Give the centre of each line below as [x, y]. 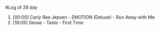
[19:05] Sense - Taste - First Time [48, 23]
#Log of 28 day [21, 7]
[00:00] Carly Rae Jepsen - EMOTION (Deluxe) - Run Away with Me [84, 17]
